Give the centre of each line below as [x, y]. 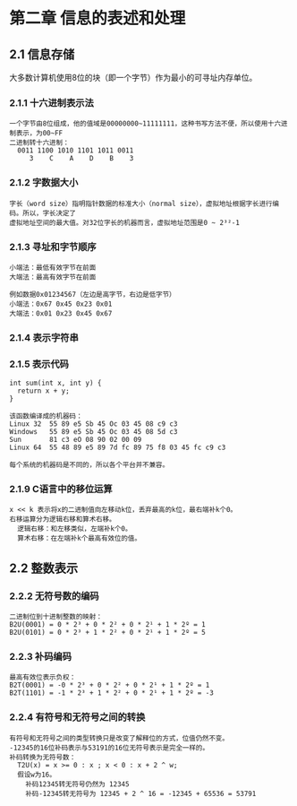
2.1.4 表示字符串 [44, 337]
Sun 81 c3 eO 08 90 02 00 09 [76, 440]
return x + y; [43, 391]
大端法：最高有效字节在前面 [53, 277]
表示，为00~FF [39, 134]
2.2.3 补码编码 [41, 657]
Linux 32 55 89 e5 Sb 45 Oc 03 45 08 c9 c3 [93, 424]
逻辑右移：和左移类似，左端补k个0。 [75, 529]
